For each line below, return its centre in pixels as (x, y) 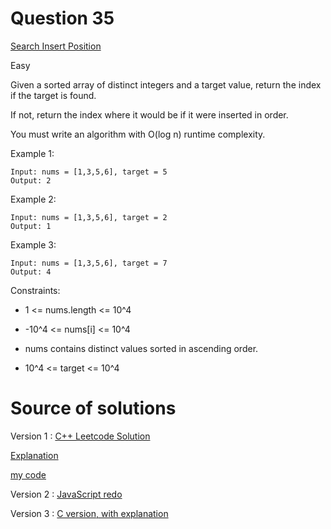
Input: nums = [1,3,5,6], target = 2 (89, 217)
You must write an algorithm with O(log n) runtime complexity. (138, 134)
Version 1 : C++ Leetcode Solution (80, 436)
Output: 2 (31, 180)
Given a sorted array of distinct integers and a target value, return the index (166, 84)
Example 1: (32, 153)
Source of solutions (93, 408)
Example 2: (33, 199)
